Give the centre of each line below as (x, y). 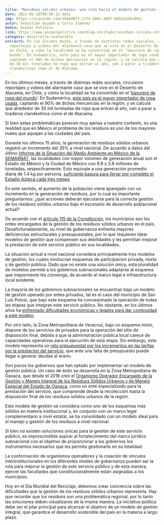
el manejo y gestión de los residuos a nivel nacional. (57, 422)
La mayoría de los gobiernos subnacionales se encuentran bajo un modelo (80, 289)
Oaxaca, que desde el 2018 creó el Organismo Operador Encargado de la (79, 376)
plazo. (11, 517)
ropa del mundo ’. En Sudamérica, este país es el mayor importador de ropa (80, 98)
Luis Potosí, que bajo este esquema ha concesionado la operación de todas (81, 300)
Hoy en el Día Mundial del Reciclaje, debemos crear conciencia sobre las (78, 486)
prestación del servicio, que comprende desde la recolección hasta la (75, 391)
